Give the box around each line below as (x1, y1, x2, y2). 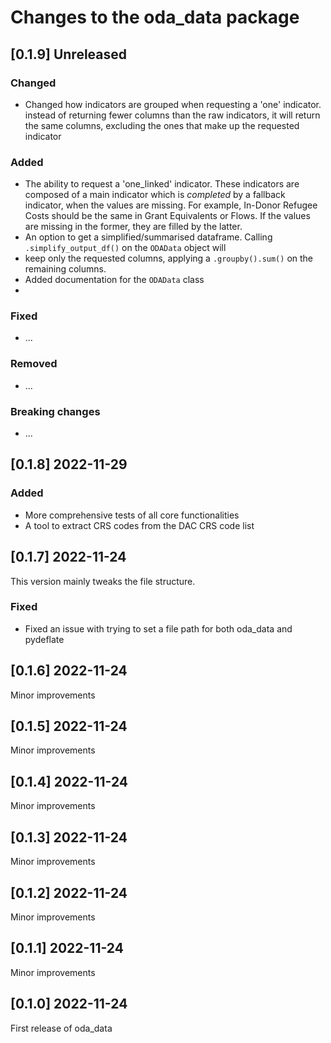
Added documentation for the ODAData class (24, 274, 205, 286)
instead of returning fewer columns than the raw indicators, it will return (24, 109, 321, 121)
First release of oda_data (10, 1022, 113, 1034)
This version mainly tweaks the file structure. (10, 575, 196, 587)
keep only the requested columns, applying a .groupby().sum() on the (24, 252, 313, 265)
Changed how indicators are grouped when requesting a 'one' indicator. (24, 98, 322, 110)
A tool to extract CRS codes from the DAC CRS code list (24, 519, 255, 531)
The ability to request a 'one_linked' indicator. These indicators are (24, 178, 300, 190)
